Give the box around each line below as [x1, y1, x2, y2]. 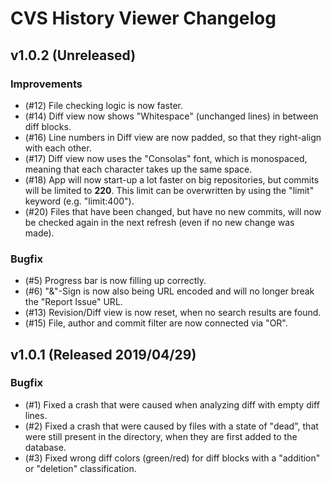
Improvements [10, 77, 83, 91]
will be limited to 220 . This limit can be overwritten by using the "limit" [24, 184, 315, 196]
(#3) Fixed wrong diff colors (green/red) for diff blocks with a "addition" [24, 452, 321, 464]
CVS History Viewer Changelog [10, 7, 277, 30]
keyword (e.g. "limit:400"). [24, 195, 135, 207]
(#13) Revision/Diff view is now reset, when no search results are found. [24, 307, 322, 319]
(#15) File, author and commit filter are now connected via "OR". [24, 317, 288, 329]
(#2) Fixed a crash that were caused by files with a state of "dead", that [24, 420, 319, 432]
